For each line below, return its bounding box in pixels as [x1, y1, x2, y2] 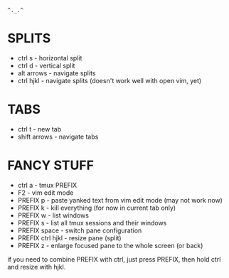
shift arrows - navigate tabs [17, 132, 99, 141]
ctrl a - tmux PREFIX [17, 181, 78, 189]
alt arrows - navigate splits [17, 68, 96, 77]
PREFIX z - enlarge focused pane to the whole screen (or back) [17, 241, 203, 250]
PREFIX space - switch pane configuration [17, 226, 142, 235]
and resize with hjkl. [7, 262, 66, 271]
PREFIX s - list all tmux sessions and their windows [17, 218, 167, 227]
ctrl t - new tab [17, 124, 62, 133]
